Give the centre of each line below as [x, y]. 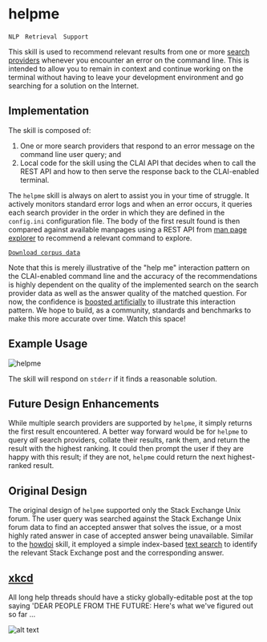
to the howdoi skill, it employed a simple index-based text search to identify [133, 544]
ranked [20, 466]
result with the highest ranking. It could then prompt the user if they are [126, 449]
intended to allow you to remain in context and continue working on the [126, 68]
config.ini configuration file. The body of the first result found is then [124, 220]
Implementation [49, 111]
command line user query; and [71, 154]
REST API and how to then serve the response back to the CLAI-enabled [139, 171]
